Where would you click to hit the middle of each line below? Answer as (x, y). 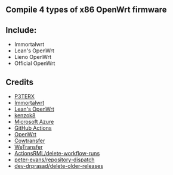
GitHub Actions (33, 128)
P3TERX (24, 96)
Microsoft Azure (34, 122)
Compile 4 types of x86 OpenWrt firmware (86, 10)
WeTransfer (28, 147)
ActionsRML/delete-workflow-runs (57, 154)
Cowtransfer (30, 141)
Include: (21, 30)
